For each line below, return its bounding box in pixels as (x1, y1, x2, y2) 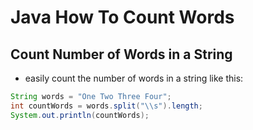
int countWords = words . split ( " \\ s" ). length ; (10, 101, 203, 111)
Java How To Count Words (10, 6, 235, 29)
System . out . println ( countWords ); (10, 110, 150, 120)
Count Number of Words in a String (10, 46, 233, 63)
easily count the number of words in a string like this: (24, 72, 244, 84)
